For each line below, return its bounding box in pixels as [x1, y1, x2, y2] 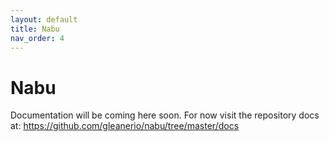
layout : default [10, 14, 78, 25]
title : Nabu [10, 24, 60, 34]
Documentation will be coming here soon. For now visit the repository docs [10, 109, 320, 121]
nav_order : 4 [10, 33, 65, 43]
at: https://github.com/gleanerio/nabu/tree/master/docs [10, 120, 240, 132]
